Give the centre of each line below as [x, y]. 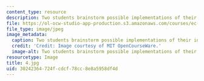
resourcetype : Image [32, 57]
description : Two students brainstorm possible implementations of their [102, 18]
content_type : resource [36, 12]
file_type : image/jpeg [35, 29]
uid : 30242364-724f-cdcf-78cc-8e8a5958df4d [62, 69]
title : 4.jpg [23, 63]
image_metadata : [27, 35]
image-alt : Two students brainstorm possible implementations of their [104, 52]
